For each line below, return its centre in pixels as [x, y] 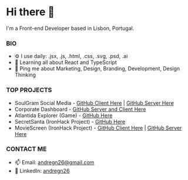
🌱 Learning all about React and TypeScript [66, 62]
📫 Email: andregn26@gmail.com [54, 162]
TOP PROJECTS [29, 90]
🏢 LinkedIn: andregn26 [42, 171]
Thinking [25, 75]
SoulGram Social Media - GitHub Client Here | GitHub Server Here [94, 103]
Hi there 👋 [30, 12]
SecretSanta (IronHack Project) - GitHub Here [70, 121]
